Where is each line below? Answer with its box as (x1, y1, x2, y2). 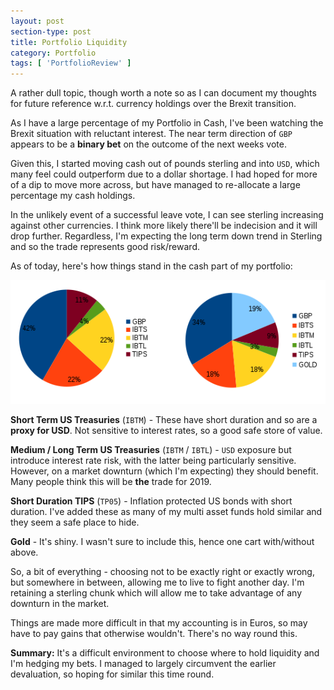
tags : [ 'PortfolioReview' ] (10, 58, 132, 69)
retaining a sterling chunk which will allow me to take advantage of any (10, 586, 303, 599)
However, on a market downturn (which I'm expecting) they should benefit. (10, 465, 319, 477)
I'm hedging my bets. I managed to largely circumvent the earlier (10, 657, 277, 669)
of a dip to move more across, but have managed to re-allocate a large (10, 179, 301, 191)
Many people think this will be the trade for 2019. (10, 475, 212, 487)
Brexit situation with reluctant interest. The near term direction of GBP (10, 128, 293, 140)
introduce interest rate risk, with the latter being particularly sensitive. (10, 454, 297, 466)
